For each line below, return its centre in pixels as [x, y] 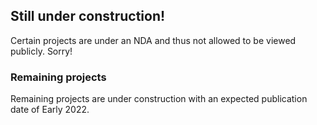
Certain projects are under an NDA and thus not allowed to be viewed [153, 40]
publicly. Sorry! [41, 51]
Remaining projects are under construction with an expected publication [159, 99]
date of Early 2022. [50, 110]
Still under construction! [88, 16]
